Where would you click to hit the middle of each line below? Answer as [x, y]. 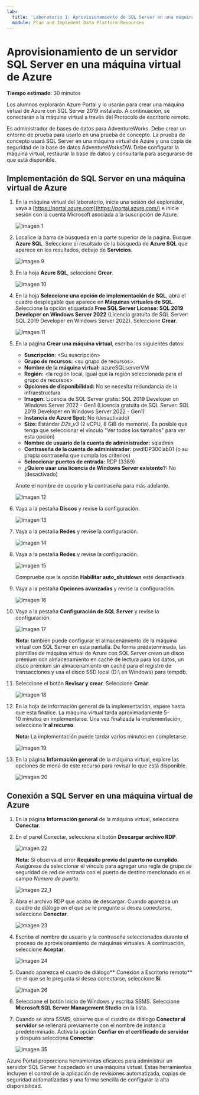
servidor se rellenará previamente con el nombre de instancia [90, 1025]
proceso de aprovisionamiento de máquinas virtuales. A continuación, [100, 943]
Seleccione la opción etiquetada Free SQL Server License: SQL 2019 [99, 308]
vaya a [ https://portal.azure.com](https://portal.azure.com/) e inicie [97, 208]
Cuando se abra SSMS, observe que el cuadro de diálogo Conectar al [100, 1019]
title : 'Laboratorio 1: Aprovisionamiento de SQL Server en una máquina [103, 17]
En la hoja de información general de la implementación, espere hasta [100, 707]
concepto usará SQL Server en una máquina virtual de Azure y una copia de [99, 141]
